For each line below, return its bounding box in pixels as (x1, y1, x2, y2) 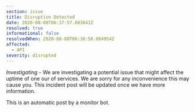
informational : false (6, 31, 60, 37)
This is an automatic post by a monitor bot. (6, 98, 110, 106)
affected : (6, 42, 31, 48)
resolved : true (6, 25, 44, 31)
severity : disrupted (6, 52, 57, 58)
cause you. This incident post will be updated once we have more (6, 81, 166, 88)
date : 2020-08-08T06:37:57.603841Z (6, 19, 94, 25)
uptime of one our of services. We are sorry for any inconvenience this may (6, 75, 190, 82)
